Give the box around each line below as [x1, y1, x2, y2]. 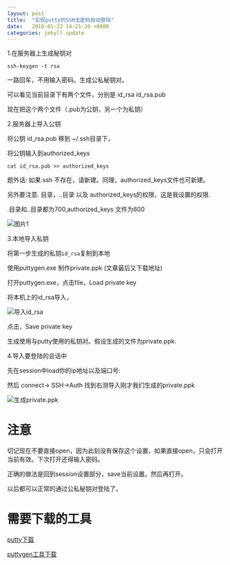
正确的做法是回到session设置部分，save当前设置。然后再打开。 [7, 470, 187, 478]
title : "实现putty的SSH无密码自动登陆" [7, 17, 114, 23]
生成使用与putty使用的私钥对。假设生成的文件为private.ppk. [7, 337, 177, 346]
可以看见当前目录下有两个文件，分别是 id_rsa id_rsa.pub [7, 90, 167, 99]
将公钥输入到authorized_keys [7, 149, 90, 157]
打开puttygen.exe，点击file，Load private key [7, 279, 136, 287]
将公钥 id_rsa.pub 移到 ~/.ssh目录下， [7, 135, 114, 143]
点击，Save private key [7, 322, 73, 331]
